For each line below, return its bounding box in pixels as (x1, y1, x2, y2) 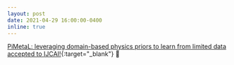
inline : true (7, 23, 46, 30)
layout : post (7, 10, 46, 17)
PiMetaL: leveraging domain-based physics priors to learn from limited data (7, 43, 227, 51)
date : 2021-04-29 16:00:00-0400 (7, 17, 102, 24)
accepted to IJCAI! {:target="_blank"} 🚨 (7, 50, 120, 58)
